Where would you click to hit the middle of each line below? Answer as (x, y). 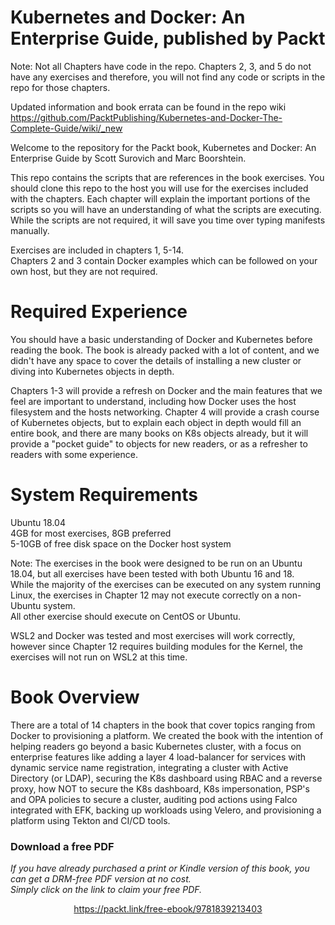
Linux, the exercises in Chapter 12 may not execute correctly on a (145, 595)
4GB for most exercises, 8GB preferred (91, 533)
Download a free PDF (62, 846)
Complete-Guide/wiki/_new (66, 128)
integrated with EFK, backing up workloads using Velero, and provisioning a (166, 810)
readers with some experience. (74, 454)
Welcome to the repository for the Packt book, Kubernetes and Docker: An (163, 147)
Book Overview (75, 697)
